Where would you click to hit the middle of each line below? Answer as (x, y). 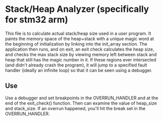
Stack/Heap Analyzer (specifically (77, 9)
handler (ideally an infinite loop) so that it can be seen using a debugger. (79, 70)
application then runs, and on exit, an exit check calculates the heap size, (80, 49)
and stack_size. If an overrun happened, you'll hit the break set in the (75, 108)
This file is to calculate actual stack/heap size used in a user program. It (78, 33)
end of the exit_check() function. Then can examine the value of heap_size (81, 103)
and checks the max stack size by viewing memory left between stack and (81, 54)
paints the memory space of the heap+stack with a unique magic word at (80, 39)
